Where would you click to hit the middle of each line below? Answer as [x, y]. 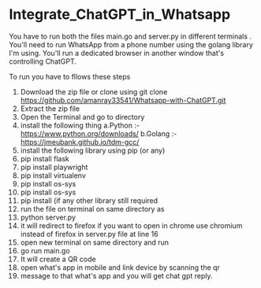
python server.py [48, 217]
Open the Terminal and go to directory [82, 116]
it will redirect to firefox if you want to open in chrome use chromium [131, 225]
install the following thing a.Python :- [80, 125]
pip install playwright [54, 167]
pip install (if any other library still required [89, 200]
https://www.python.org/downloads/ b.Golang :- [99, 133]
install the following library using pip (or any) [93, 150]
